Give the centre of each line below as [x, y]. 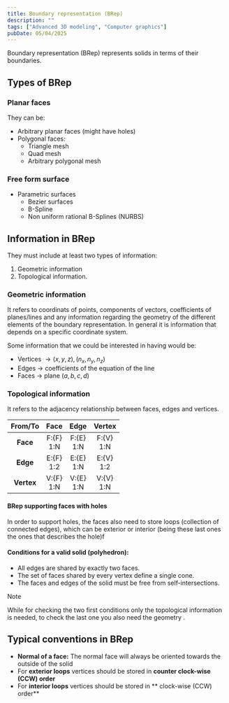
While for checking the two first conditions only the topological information [115, 610]
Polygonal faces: [41, 139]
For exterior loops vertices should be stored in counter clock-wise [114, 671]
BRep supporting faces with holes [57, 506]
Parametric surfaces [47, 194]
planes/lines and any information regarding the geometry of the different [111, 317]
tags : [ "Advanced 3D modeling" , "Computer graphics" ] [87, 27]
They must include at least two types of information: [82, 255]
